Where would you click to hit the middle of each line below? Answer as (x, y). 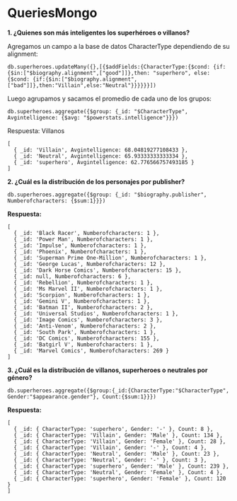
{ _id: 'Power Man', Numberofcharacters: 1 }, (83, 239)
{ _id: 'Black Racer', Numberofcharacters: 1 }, (87, 233)
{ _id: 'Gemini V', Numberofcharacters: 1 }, (82, 301)
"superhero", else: (182, 73)
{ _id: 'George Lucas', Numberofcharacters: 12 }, (90, 264)
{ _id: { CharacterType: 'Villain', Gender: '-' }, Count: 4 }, (110, 447)
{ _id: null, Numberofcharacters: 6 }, (73, 276)
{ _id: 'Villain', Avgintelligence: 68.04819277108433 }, (101, 150)
